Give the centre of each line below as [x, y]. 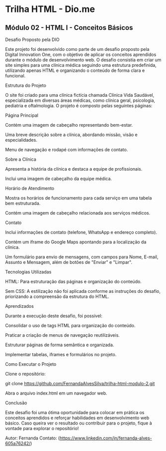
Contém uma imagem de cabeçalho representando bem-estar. [69, 125]
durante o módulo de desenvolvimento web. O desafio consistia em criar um [83, 60]
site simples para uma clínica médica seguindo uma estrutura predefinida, [81, 65]
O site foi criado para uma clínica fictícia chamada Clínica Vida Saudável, [80, 95]
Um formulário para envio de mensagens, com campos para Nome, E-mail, [82, 257]
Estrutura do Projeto [26, 85]
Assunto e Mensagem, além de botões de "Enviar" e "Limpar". [69, 262]
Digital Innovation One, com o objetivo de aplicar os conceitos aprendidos [81, 54]
